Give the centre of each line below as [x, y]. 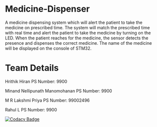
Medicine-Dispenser [47, 9]
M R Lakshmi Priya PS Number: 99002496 [47, 100]
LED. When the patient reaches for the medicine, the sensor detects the [77, 38]
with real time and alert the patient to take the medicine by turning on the [78, 33]
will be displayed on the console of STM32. [48, 48]
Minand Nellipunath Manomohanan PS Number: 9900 [59, 91]
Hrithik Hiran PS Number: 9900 [36, 81]
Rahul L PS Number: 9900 [31, 109]
